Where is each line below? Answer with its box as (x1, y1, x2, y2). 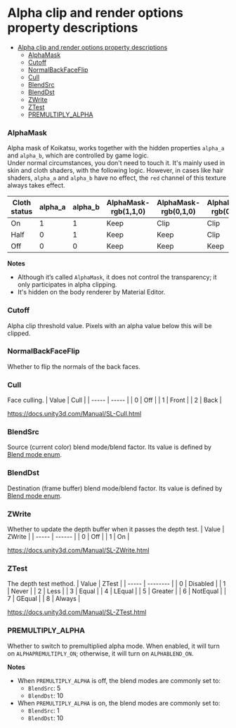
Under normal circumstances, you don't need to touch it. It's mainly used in (7, 159, 225, 167)
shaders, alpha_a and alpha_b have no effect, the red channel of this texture (7, 174, 227, 182)
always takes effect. (7, 181, 65, 190)
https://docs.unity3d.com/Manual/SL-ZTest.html (7, 608, 147, 616)
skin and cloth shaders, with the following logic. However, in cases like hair (7, 167, 224, 175)
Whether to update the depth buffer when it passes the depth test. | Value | (7, 525, 225, 533)
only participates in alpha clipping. (17, 280, 117, 289)
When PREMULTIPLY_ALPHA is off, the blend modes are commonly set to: (17, 676, 221, 684)
